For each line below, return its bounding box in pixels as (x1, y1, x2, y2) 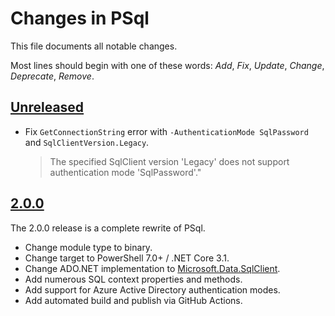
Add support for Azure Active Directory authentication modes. (24, 283, 281, 296)
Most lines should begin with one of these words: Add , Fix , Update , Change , (10, 59, 325, 71)
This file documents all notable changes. (10, 40, 178, 52)
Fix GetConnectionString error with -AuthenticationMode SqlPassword (24, 125, 309, 137)
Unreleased (10, 99, 85, 116)
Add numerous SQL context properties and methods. (24, 273, 243, 285)
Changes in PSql (10, 7, 150, 30)
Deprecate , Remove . (10, 70, 95, 82)
